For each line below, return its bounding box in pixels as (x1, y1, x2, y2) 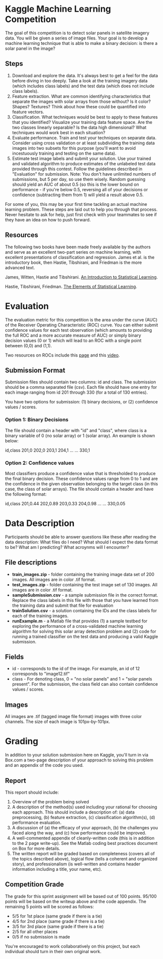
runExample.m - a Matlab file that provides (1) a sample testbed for (12, 618, 147, 624)
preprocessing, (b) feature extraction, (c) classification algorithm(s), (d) (12, 815, 156, 820)
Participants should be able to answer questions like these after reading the (5, 534, 157, 539)
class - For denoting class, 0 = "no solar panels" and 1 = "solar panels (12, 676, 152, 682)
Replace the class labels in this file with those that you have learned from (12, 597, 159, 603)
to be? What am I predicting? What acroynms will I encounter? (5, 544, 129, 550)
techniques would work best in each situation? (12, 129, 106, 135)
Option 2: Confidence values (5, 460, 74, 466)
